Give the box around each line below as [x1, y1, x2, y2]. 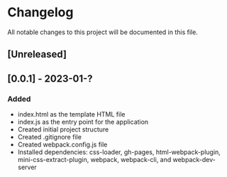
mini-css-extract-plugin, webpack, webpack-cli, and [17, 156, 172, 164]
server [17, 163, 37, 171]
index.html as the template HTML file [17, 110, 126, 119]
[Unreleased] [7, 48, 67, 60]
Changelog [7, 4, 74, 21]
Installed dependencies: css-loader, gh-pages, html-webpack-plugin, [17, 148, 221, 156]
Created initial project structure [17, 125, 109, 134]
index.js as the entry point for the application [17, 118, 149, 127]
